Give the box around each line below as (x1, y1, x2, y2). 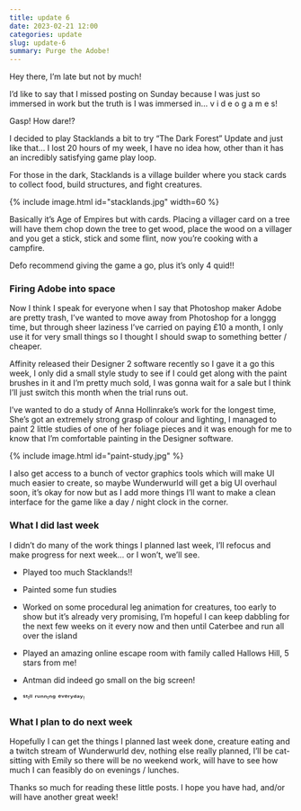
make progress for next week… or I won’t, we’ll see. (9, 549, 200, 560)
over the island (22, 630, 78, 641)
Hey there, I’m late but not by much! (9, 71, 142, 82)
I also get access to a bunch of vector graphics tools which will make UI (9, 468, 275, 479)
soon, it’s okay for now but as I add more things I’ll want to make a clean (9, 487, 276, 498)
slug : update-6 (9, 38, 66, 48)
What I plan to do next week (9, 716, 133, 728)
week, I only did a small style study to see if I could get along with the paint (9, 368, 288, 379)
